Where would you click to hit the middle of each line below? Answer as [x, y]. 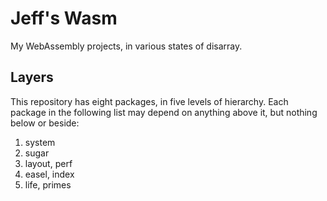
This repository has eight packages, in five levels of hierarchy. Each [149, 101]
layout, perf [48, 163]
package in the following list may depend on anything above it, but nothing [164, 112]
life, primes [48, 184]
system [40, 142]
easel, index [49, 174]
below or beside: [45, 123]
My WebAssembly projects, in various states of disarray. [126, 46]
